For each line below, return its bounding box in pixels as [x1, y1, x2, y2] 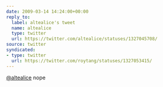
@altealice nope [6, 74, 46, 81]
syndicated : [6, 47, 36, 53]
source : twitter [6, 42, 46, 48]
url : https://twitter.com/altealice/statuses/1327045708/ [11, 36, 158, 42]
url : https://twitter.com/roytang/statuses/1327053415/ [11, 58, 152, 63]
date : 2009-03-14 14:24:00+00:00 [6, 8, 89, 15]
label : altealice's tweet [11, 19, 76, 25]
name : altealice [11, 25, 52, 31]
